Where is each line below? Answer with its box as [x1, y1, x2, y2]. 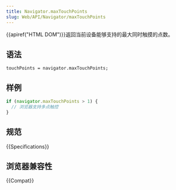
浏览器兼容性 [6, 161, 53, 171]
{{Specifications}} [6, 143, 50, 150]
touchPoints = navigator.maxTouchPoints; [6, 65, 109, 71]
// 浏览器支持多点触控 [11, 104, 58, 110]
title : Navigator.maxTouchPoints [6, 8, 88, 15]
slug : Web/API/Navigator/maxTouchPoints [6, 14, 106, 20]
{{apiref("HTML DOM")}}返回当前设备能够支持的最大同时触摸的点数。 [6, 30, 174, 38]
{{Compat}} [6, 177, 34, 184]
